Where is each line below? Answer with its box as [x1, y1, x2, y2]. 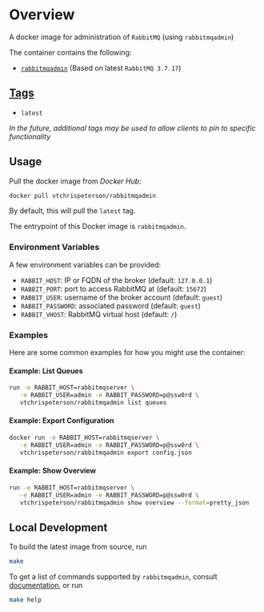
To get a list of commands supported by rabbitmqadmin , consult [9, 572, 218, 582]
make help [9, 596, 42, 604]
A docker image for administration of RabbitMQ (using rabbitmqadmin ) [9, 32, 234, 42]
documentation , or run [9, 581, 83, 590]
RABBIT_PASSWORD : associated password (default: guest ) [20, 300, 201, 310]
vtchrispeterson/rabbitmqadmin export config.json [19, 449, 193, 457]
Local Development [9, 521, 108, 534]
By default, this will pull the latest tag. [9, 206, 136, 215]
